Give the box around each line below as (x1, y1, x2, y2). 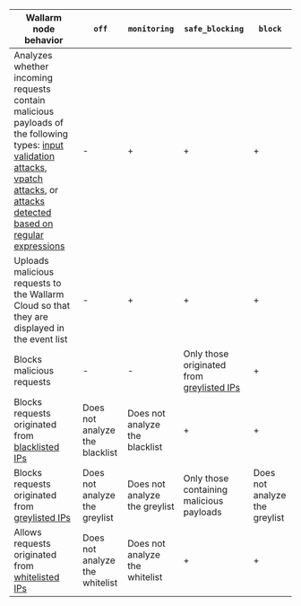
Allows (13, 526, 42, 538)
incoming (13, 72, 54, 83)
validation (13, 150, 56, 162)
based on (13, 217, 54, 230)
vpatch (13, 172, 43, 185)
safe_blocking (183, 24, 245, 34)
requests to (13, 277, 62, 289)
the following (13, 127, 69, 140)
